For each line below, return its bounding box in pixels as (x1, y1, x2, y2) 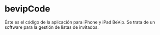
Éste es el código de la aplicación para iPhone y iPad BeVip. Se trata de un (4, 19, 155, 25)
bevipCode (4, 3, 51, 14)
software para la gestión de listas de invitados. (4, 24, 99, 30)
